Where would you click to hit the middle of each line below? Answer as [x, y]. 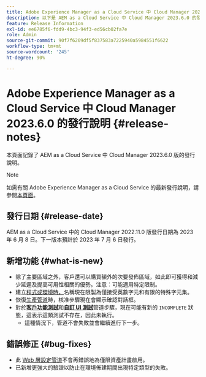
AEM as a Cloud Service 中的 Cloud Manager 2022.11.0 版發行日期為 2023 [100, 232]
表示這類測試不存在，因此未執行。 [74, 315]
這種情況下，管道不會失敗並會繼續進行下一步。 [83, 323]
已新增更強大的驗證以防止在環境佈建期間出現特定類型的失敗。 [93, 367]
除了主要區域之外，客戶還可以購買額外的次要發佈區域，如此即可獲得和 [104, 277]
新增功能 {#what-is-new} [55, 261]
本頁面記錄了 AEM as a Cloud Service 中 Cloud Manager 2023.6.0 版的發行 [101, 154]
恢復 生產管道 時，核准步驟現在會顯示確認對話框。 [77, 300]
